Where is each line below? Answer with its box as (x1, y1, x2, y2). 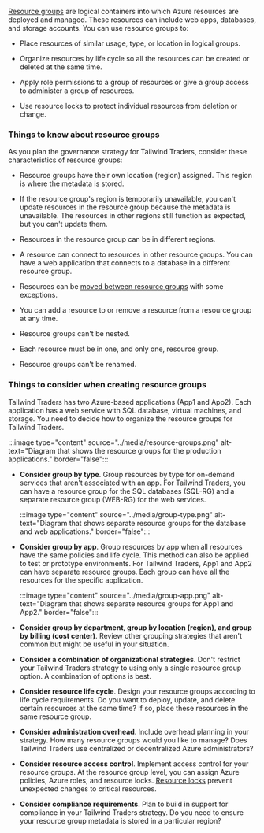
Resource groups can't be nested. (19, 329, 130, 339)
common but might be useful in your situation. (19, 639, 169, 649)
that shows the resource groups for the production (57, 446, 222, 455)
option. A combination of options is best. (19, 671, 152, 680)
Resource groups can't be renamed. (19, 360, 137, 369)
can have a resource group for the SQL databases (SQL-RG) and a (19, 486, 235, 495)
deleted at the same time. (19, 62, 102, 72)
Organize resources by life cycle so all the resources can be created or (19, 54, 250, 63)
